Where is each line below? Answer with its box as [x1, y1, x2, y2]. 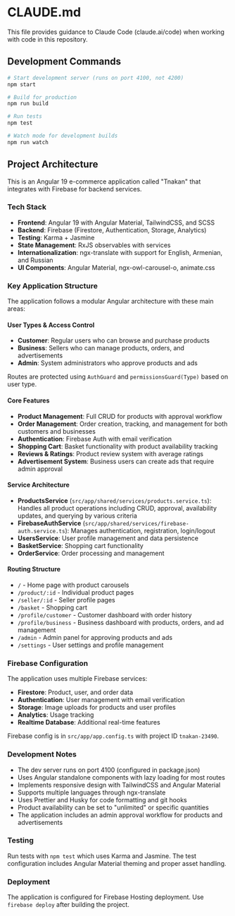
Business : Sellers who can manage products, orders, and [17, 344, 185, 352]
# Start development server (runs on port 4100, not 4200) [7, 74, 184, 81]
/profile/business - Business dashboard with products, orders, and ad [17, 618, 224, 626]
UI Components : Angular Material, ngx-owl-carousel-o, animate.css [17, 263, 215, 272]
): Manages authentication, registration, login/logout [65, 526, 216, 535]
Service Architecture [7, 481, 70, 489]
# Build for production [7, 93, 77, 101]
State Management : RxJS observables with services [17, 241, 171, 249]
